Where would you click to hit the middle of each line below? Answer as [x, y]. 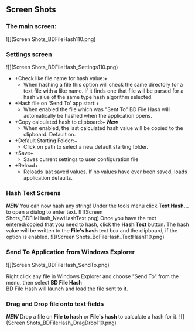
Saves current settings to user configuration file [81, 159]
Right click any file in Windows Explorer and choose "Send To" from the [93, 276]
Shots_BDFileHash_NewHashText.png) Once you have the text [81, 218]
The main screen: [31, 26]
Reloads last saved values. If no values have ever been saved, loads [105, 172]
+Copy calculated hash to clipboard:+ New [66, 122]
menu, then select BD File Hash [44, 282]
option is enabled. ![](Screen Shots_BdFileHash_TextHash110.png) [85, 237]
